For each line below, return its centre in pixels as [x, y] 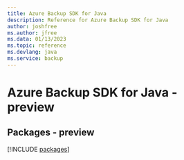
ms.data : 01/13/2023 [37, 39]
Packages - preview [51, 133]
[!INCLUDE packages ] [38, 149]
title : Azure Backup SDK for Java [57, 13]
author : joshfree [32, 26]
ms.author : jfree [32, 33]
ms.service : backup [35, 59]
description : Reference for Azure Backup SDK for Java [88, 20]
